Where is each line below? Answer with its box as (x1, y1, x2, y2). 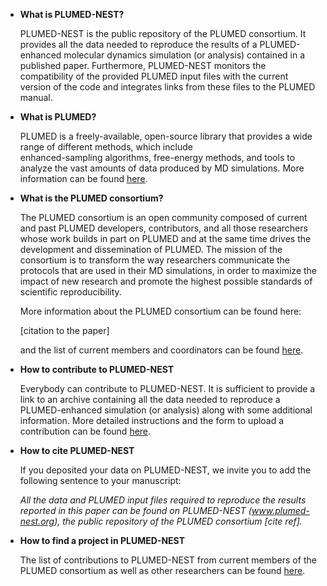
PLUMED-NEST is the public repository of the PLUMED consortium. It (19, 28, 307, 39)
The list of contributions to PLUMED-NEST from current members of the (19, 554, 317, 566)
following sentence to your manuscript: (19, 475, 182, 486)
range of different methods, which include (19, 141, 193, 153)
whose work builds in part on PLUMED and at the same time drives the (19, 233, 312, 244)
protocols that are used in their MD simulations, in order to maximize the (19, 265, 318, 276)
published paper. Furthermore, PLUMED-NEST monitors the (19, 60, 267, 71)
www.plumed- (251, 505, 310, 516)
